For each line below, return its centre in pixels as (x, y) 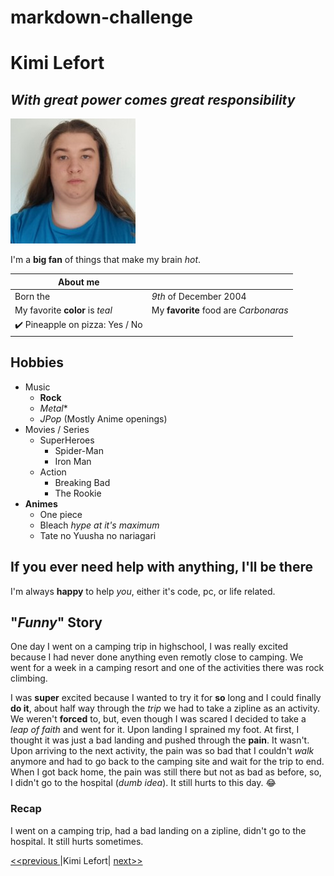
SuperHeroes (67, 440)
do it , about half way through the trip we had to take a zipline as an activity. (165, 708)
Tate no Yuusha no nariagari (98, 535)
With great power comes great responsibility (153, 99)
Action (53, 472)
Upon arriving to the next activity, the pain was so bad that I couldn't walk (162, 751)
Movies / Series (57, 429)
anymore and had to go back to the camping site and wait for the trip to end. (167, 762)
